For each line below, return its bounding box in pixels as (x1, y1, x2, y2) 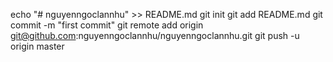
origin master (10, 40, 65, 52)
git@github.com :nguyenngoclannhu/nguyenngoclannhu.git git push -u (10, 30, 300, 41)
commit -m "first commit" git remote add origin (10, 19, 204, 31)
